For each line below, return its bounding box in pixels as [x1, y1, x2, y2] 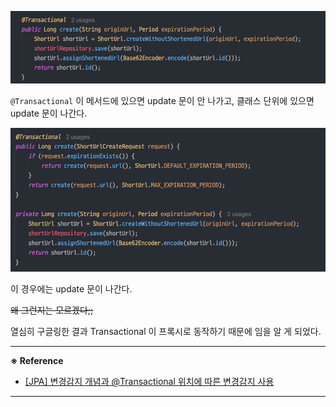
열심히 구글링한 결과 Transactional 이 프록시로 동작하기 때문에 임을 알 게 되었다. [10, 326, 322, 338]
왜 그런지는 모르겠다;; [10, 304, 94, 316]
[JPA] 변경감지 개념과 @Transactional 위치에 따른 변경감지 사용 [24, 376, 275, 388]
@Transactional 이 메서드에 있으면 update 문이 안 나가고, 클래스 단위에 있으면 [10, 94, 315, 106]
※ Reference [10, 355, 64, 367]
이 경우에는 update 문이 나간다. [10, 283, 133, 295]
